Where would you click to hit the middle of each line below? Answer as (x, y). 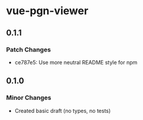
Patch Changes (29, 50)
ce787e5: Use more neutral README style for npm (76, 62)
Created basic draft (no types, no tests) (63, 111)
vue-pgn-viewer (47, 11)
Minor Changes (29, 98)
